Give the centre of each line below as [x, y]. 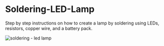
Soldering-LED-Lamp [50, 9]
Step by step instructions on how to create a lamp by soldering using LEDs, [82, 23]
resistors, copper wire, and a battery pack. [49, 28]
